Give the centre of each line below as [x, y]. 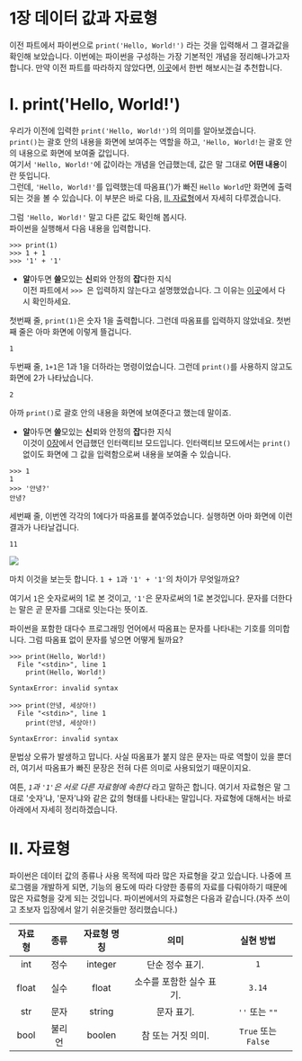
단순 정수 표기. [176, 965]
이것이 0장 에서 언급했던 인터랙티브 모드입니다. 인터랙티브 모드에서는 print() [156, 442]
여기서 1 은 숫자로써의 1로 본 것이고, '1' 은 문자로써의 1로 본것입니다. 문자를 [139, 598]
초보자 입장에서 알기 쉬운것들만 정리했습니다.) [98, 909]
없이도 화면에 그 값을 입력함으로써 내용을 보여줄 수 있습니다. [127, 454]
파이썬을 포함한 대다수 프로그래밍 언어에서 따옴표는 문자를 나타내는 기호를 [138, 628]
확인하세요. [52, 301]
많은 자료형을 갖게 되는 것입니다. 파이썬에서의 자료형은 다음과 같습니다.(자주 [142, 898]
